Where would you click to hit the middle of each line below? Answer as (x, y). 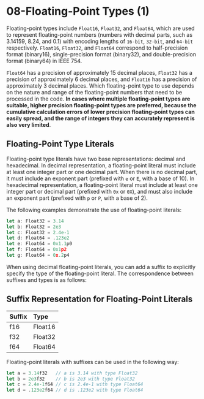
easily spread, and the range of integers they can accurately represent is (101, 118)
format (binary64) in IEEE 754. (44, 61)
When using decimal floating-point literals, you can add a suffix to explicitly (101, 267)
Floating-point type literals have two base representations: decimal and (96, 159)
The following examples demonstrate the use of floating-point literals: (94, 210)
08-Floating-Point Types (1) (78, 11)
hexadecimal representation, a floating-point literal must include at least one (102, 184)
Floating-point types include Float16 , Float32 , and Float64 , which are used (100, 28)
